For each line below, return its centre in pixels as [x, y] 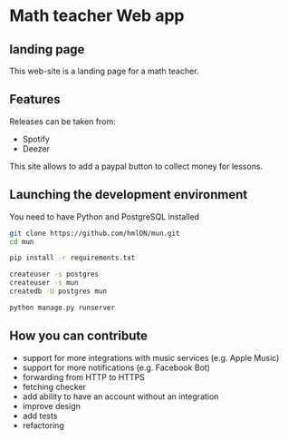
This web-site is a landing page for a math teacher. [104, 71]
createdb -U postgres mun [58, 291]
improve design [52, 406]
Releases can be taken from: [62, 121]
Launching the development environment [129, 195]
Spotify [36, 139]
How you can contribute [78, 336]
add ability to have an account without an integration [120, 396]
